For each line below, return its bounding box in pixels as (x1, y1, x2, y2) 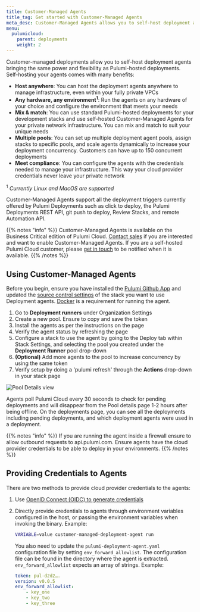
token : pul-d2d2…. (14, 573, 61, 579)
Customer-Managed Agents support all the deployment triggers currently (6, 196, 186, 203)
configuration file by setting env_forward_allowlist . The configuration (14, 548, 187, 555)
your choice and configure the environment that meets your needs (14, 102, 178, 110)
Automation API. (6, 215, 46, 222)
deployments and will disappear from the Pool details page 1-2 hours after (6, 402, 187, 408)
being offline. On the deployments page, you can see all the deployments (6, 408, 186, 415)
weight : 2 (17, 42, 42, 48)
